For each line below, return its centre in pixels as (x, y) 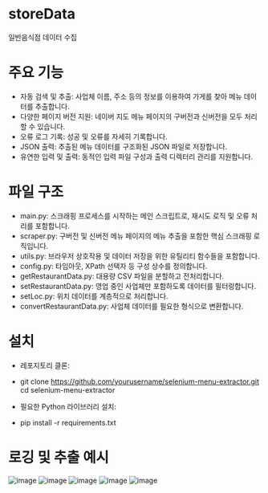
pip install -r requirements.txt (68, 422)
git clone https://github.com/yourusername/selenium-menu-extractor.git (139, 381)
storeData (42, 14)
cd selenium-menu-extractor (67, 389)
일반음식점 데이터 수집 (43, 37)
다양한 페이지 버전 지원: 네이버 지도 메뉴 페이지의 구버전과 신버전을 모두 (131, 116)
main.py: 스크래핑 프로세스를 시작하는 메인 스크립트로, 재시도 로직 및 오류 (134, 216)
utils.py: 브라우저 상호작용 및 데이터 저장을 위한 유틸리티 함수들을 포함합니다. (140, 256)
